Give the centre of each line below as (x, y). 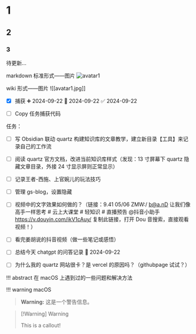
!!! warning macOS (29, 289)
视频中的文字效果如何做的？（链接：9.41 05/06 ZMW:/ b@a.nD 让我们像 (103, 205)
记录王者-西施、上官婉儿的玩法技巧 (58, 179)
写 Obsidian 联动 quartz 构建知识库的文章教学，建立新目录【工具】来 (99, 139)
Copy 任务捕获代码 (38, 113)
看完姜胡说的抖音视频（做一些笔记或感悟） (67, 239)
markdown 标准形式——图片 (41, 76)
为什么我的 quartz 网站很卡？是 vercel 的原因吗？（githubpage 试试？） (102, 265)
